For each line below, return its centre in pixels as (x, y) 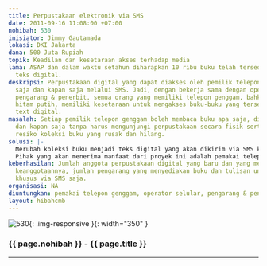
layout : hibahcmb (37, 201)
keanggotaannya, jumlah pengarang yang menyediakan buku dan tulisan (133, 171)
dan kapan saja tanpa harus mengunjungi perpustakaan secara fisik (130, 127)
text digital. (39, 112)
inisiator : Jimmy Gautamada (55, 38)
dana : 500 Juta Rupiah (46, 53)
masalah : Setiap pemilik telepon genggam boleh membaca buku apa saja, (129, 119)
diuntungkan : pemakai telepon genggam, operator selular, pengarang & (128, 193)
